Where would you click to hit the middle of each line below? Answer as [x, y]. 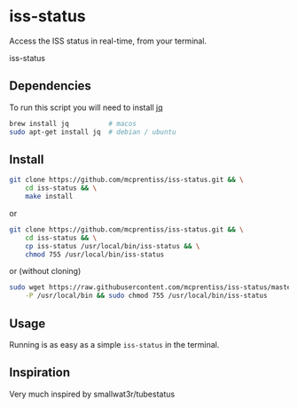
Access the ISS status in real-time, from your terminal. [108, 41]
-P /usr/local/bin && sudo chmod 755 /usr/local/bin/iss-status [146, 296]
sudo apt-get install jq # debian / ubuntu [93, 132]
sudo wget [27, 287]
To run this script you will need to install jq [86, 107]
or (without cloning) [45, 271]
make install [49, 197]
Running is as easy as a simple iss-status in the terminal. [114, 345]
